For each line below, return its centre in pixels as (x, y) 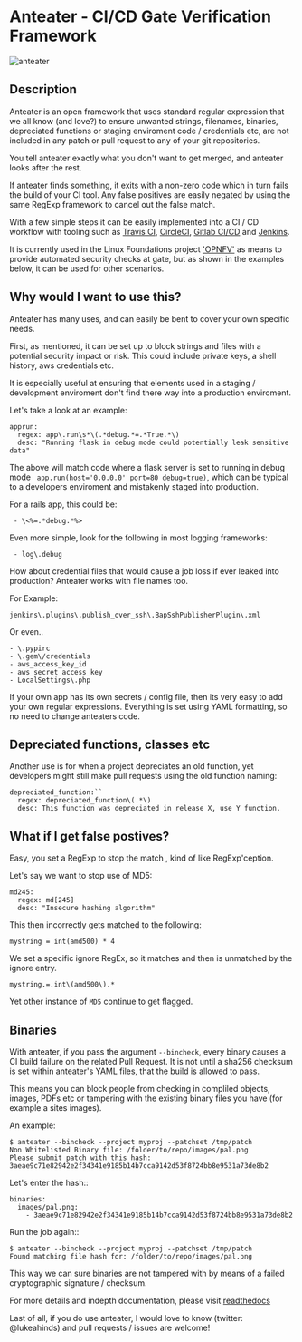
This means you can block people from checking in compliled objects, (140, 1089)
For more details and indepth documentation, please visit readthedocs (140, 1300)
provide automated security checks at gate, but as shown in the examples (147, 258)
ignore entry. (33, 968)
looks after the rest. (46, 167)
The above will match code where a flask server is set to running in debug (147, 467)
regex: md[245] (46, 900)
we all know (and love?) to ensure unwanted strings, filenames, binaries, (144, 121)
